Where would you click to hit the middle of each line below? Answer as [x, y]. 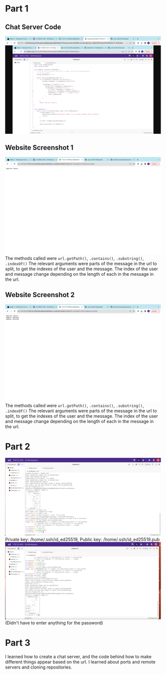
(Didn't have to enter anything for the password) [54, 622]
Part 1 [17, 9]
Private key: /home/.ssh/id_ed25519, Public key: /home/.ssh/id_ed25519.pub [83, 539]
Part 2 [18, 446]
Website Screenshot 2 [40, 295]
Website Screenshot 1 [39, 148]
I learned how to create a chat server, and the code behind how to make [78, 656]
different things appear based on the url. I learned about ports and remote [80, 662]
